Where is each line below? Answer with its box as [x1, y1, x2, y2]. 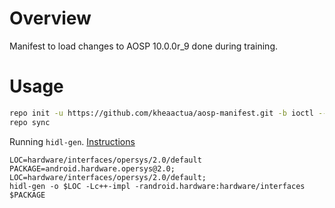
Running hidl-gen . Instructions [9, 135, 136, 147]
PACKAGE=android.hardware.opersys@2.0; [9, 163, 176, 174]
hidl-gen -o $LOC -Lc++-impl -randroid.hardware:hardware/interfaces [9, 181, 306, 191]
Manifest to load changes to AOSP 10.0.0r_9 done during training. [9, 40, 278, 52]
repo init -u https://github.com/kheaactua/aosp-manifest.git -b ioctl [9, 108, 314, 118]
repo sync [9, 117, 51, 127]
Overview [9, 7, 92, 30]
